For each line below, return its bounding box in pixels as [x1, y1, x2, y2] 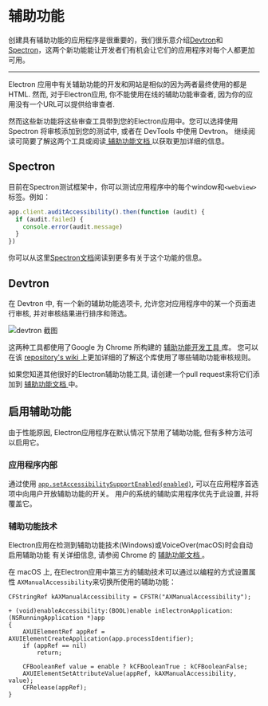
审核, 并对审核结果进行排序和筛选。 [14, 308, 132, 318]
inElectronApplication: [154, 607, 234, 615]
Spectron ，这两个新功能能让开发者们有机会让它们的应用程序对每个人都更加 [8, 45, 255, 54]
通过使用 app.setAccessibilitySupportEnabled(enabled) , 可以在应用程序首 [8, 479, 252, 488]
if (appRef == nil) [22, 642, 88, 650]
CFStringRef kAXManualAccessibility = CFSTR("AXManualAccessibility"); [8, 593, 251, 602]
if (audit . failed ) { [15, 215, 84, 223]
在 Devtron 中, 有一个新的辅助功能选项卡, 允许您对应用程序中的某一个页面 [8, 298, 250, 308]
